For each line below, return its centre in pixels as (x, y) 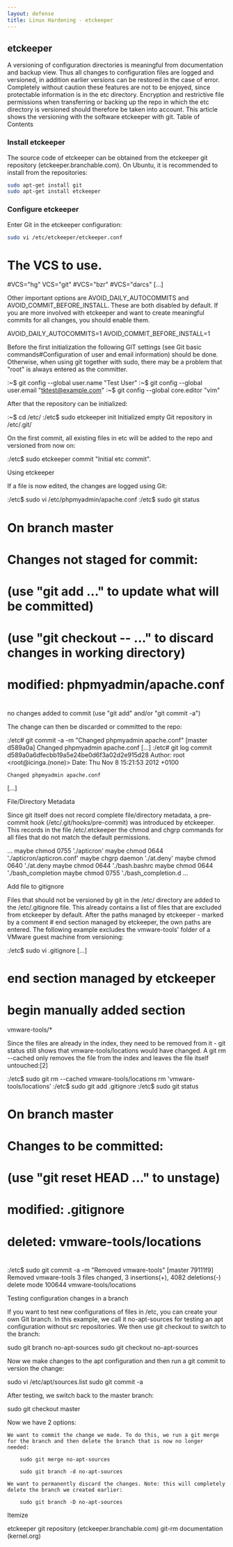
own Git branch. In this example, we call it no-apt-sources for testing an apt (115, 1319)
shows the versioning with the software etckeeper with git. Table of (104, 117)
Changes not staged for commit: (103, 560)
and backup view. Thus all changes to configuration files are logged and (111, 72)
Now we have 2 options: (42, 1422)
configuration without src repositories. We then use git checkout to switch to (117, 1326)
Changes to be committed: (86, 1146)
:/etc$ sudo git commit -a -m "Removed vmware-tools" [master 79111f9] (111, 1270)
